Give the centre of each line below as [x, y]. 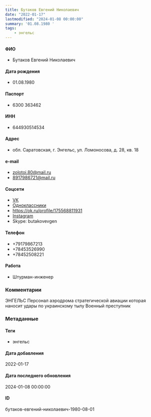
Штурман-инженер [33, 277]
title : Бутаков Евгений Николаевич [42, 10]
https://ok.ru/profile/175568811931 [47, 211]
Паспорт [14, 94]
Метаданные [22, 319]
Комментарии [23, 289]
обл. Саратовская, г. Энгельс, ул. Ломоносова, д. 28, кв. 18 [75, 150]
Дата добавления [24, 353]
